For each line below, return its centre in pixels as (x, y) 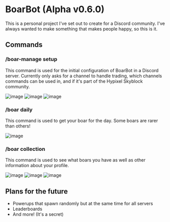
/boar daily (19, 109)
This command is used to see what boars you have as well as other (75, 160)
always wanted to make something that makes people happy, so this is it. (81, 28)
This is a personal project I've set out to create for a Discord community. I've (85, 23)
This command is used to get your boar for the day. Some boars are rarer (82, 120)
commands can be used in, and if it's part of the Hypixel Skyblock (74, 81)
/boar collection (25, 149)
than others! (18, 126)
